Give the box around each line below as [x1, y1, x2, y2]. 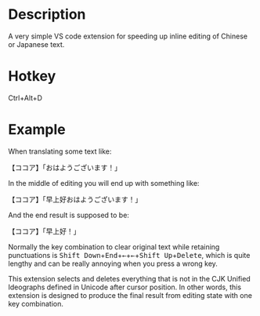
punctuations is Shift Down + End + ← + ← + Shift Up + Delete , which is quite [8, 250, 251, 260]
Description [8, 5, 86, 24]
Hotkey [8, 67, 56, 85]
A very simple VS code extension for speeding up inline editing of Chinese [8, 31, 248, 41]
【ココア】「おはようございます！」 [8, 162, 121, 172]
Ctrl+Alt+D [8, 93, 43, 103]
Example [8, 121, 66, 139]
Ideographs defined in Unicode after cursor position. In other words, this [8, 282, 241, 292]
